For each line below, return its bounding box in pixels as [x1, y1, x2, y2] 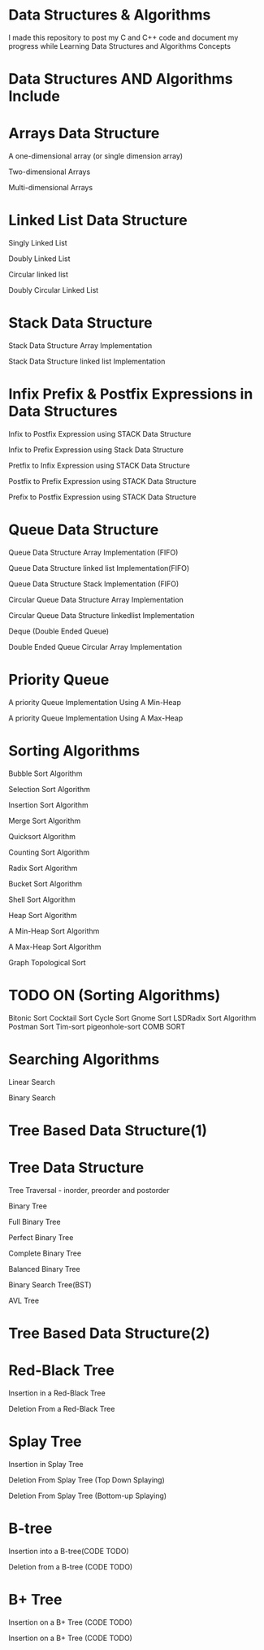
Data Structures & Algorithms [8, 6, 211, 24]
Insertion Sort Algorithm [8, 799, 89, 810]
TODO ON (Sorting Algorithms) [8, 986, 221, 1004]
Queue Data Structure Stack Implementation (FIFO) [8, 579, 180, 589]
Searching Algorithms [8, 1050, 160, 1069]
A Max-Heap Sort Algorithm [8, 942, 102, 951]
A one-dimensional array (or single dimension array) [8, 151, 184, 161]
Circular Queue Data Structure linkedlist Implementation [8, 610, 195, 620]
